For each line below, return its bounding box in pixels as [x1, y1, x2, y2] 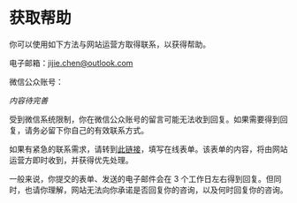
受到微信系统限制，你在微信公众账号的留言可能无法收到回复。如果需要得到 [9, 114, 280, 124]
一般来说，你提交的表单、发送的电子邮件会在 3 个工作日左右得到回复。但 [9, 173, 274, 184]
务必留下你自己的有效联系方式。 [32, 124, 148, 135]
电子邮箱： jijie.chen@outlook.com [9, 57, 133, 68]
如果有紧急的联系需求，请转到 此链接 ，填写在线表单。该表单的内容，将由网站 [9, 143, 288, 154]
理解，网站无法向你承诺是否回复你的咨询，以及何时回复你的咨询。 [47, 184, 288, 195]
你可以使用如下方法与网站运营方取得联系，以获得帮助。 [9, 39, 210, 49]
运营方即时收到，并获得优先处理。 [9, 154, 133, 165]
